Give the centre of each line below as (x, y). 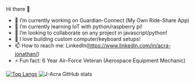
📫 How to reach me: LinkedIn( (52, 46)
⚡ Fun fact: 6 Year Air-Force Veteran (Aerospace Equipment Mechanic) (100, 60)
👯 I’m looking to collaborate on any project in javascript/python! (91, 33)
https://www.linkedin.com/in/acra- (129, 46)
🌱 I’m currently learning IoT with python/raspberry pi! (78, 27)
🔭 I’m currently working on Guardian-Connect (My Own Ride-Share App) (102, 20)
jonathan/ (26, 54)
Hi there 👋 (18, 9)
